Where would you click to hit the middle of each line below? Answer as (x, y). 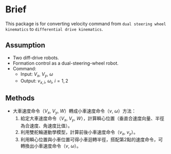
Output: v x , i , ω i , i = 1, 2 (44, 81)
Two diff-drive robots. (36, 57)
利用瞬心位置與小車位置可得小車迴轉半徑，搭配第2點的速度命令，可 (92, 139)
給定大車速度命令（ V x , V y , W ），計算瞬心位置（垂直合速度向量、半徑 (92, 119)
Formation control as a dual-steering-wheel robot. (66, 63)
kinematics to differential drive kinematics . (54, 29)
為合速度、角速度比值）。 (46, 126)
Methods (20, 98)
